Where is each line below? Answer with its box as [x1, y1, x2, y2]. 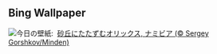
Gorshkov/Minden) [8, 37, 69, 47]
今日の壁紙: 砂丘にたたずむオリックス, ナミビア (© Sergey [16, 28, 209, 38]
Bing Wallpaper [8, 6, 86, 20]
